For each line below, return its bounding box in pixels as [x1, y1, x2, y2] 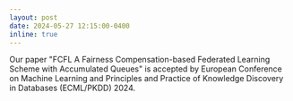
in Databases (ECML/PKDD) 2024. [9, 82, 136, 94]
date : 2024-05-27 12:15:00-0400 [9, 21, 130, 30]
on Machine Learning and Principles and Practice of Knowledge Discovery [9, 73, 284, 84]
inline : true [9, 29, 58, 38]
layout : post [9, 13, 58, 22]
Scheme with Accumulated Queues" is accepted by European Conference [9, 63, 282, 74]
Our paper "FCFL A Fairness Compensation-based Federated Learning [9, 55, 271, 65]
